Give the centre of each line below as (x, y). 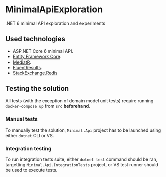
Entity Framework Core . (37, 56)
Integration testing (28, 148)
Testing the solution (37, 88)
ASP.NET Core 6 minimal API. (43, 51)
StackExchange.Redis (35, 73)
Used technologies (35, 39)
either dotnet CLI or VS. (30, 135)
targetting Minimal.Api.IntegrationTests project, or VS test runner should (82, 165)
